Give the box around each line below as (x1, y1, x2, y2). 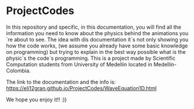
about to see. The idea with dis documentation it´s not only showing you (14, 36, 189, 43)
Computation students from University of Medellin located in (6, 60, 153, 68)
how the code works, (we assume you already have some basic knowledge (6, 42, 188, 49)
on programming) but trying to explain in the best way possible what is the (6, 48, 186, 55)
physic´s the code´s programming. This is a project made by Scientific (6, 54, 176, 62)
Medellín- (153, 60, 177, 68)
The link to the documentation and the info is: (6, 78, 116, 86)
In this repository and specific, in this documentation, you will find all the (6, 23, 182, 30)
